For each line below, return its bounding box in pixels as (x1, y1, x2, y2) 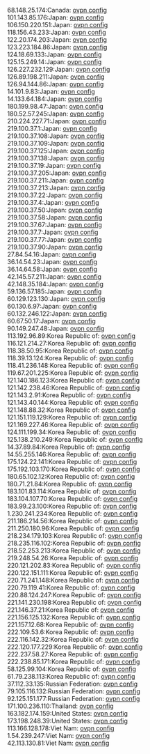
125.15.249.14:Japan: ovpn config (7, 58, 102, 66)
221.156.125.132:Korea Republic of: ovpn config (7, 613, 141, 621)
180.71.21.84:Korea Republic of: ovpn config (7, 480, 133, 488)
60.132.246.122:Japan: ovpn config (7, 309, 108, 318)
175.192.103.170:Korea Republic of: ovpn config (7, 465, 140, 473)
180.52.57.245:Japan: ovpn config (7, 109, 104, 118)
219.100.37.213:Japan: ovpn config (7, 184, 106, 192)
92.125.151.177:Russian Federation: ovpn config (7, 695, 140, 702)
